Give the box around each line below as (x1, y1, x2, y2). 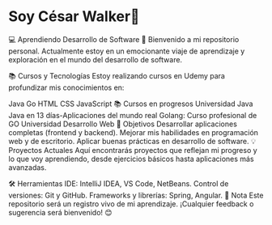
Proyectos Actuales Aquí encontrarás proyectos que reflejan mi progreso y (8, 145, 257, 155)
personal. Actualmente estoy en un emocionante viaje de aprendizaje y (8, 46, 245, 56)
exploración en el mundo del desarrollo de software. (8, 54, 183, 64)
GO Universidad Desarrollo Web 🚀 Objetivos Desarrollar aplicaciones (8, 119, 237, 129)
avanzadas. (8, 162, 47, 172)
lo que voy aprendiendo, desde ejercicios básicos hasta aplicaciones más (8, 154, 254, 163)
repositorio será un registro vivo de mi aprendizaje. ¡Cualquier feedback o (8, 198, 254, 209)
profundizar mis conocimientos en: (8, 83, 125, 92)
